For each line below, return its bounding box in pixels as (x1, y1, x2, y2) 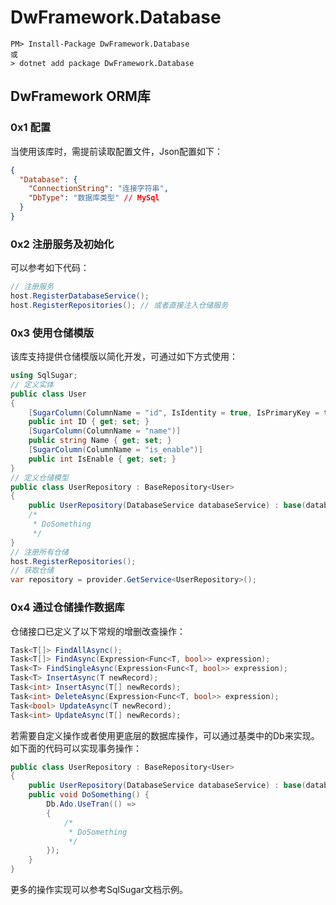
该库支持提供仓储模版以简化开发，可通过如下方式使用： (10, 351, 238, 363)
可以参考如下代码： (10, 262, 90, 274)
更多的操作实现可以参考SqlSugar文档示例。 (10, 884, 188, 896)
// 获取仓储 (10, 566, 55, 576)
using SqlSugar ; (10, 371, 78, 381)
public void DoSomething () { (28, 790, 150, 800)
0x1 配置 (10, 121, 52, 135)
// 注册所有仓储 (10, 547, 69, 557)
